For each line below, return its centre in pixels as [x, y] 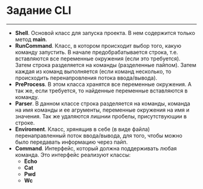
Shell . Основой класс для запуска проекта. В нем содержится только [105, 33]
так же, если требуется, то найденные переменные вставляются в [101, 91]
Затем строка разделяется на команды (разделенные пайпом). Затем [105, 65]
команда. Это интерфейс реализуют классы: [73, 155]
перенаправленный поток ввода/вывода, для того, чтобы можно [98, 135]
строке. [25, 123]
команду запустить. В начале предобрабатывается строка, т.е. [96, 52]
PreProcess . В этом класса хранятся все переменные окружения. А [103, 84]
